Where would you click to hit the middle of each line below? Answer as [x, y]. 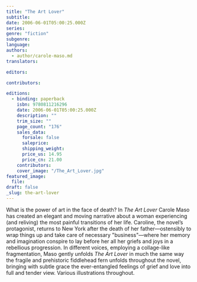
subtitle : [18, 17]
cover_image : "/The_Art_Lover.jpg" [61, 171]
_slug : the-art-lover [33, 193]
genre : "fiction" [28, 34]
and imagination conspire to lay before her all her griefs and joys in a [90, 241]
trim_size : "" [34, 121]
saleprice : [35, 143]
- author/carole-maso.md [42, 56]
